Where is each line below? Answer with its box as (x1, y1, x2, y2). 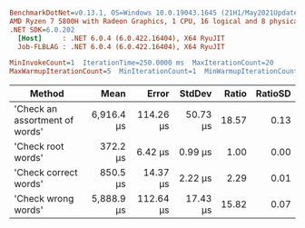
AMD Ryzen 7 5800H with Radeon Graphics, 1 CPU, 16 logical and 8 (9, 16, 266, 25)
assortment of (14, 114, 74, 127)
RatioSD (255, 87, 291, 100)
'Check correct (14, 166, 78, 179)
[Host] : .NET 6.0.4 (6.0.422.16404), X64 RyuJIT (17, 34, 225, 43)
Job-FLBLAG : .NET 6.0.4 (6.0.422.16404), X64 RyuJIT (17, 42, 225, 51)
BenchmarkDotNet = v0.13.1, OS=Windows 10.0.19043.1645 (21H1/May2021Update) (9, 8, 302, 17)
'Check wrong (14, 193, 74, 205)
